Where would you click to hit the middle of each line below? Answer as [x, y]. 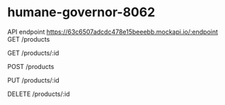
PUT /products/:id [34, 80]
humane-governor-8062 [81, 12]
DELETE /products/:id [39, 94]
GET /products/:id [33, 53]
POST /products [31, 66]
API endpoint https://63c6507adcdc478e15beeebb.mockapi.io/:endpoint [112, 32]
